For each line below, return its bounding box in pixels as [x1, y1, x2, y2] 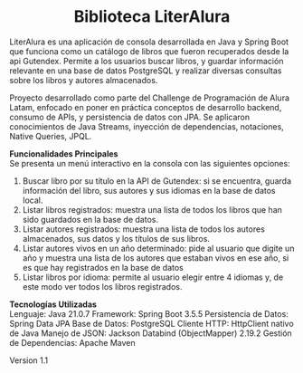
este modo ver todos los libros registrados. [22, 281, 183, 292]
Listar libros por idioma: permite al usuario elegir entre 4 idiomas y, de [22, 272, 284, 282]
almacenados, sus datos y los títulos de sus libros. [22, 233, 211, 244]
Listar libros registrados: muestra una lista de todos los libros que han [22, 204, 283, 215]
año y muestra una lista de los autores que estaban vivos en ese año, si [22, 252, 289, 263]
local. [22, 195, 43, 206]
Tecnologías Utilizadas [9, 299, 98, 310]
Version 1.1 [9, 355, 48, 366]
